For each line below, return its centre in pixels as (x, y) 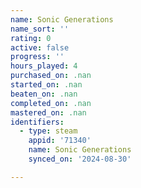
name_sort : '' (40, 29)
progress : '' (37, 57)
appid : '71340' (60, 141)
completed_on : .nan (51, 103)
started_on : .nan (46, 85)
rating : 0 (31, 38)
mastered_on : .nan (48, 112)
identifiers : (37, 122)
